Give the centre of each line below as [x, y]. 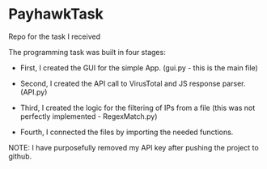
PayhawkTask [56, 14]
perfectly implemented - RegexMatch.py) [89, 116]
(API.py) [34, 92]
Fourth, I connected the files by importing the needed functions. [127, 132]
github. [20, 156]
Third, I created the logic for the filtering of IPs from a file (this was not [138, 108]
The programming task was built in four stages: [87, 52]
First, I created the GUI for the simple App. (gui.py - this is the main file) [139, 68]
